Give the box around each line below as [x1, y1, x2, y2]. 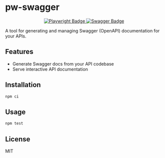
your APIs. [5, 33, 26, 39]
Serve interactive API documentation [12, 66, 88, 72]
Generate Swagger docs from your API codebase [12, 60, 114, 66]
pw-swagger [5, 1, 60, 13]
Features [5, 47, 33, 56]
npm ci [5, 94, 19, 99]
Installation [5, 80, 41, 89]
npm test [5, 121, 23, 126]
